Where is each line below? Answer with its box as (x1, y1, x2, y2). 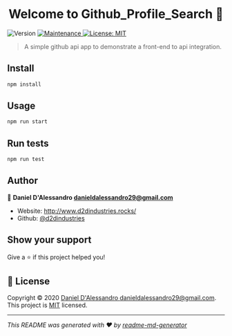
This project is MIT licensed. (7, 301, 88, 310)
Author (7, 175, 38, 187)
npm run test (7, 156, 45, 163)
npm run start (7, 118, 48, 125)
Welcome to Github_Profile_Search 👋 (8, 6, 224, 22)
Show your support (7, 234, 92, 246)
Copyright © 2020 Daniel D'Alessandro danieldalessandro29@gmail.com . (7, 294, 217, 302)
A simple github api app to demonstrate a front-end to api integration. (23, 42, 222, 50)
